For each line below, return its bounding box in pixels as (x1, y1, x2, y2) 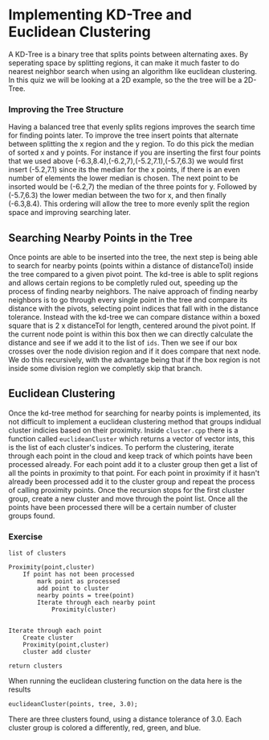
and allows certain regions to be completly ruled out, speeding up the (8, 278, 238, 287)
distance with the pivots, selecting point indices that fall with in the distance (8, 304, 259, 313)
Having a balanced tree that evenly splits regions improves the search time (8, 122, 255, 132)
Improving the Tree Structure (8, 103, 124, 114)
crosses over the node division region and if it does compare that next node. (8, 346, 261, 356)
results (8, 684, 31, 694)
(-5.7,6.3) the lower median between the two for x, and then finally (8, 191, 227, 201)
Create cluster (22, 634, 74, 642)
